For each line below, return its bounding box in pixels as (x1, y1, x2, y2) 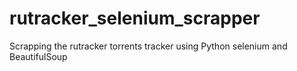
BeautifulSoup (9, 50, 68, 62)
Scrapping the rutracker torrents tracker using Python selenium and (9, 40, 288, 52)
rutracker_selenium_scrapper (9, 7, 261, 30)
